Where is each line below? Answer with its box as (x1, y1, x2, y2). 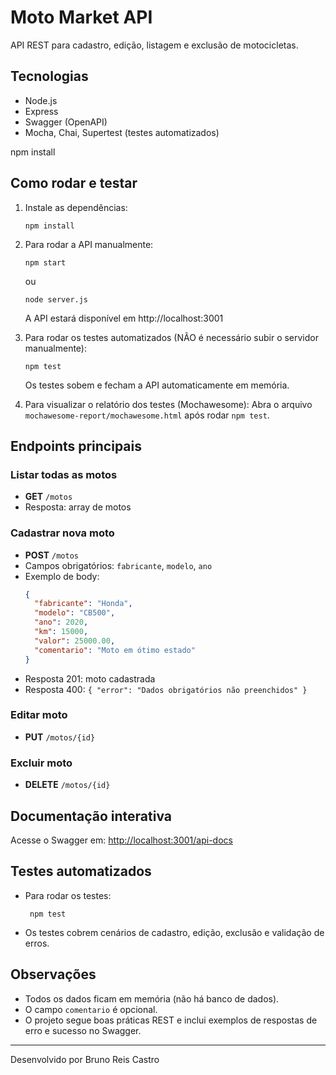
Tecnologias (10, 68, 89, 85)
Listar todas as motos (10, 467, 118, 481)
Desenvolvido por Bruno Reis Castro (10, 1053, 160, 1065)
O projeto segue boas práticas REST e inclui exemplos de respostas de (24, 1014, 318, 1026)
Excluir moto (10, 756, 73, 770)
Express (24, 105, 59, 117)
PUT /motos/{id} (24, 731, 96, 743)
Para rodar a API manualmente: (24, 238, 154, 250)
